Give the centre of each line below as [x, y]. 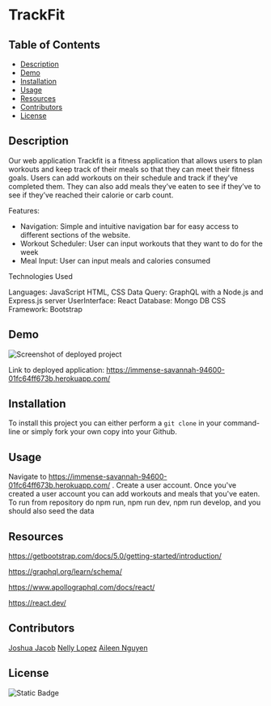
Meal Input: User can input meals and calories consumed [115, 260]
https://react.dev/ [37, 603]
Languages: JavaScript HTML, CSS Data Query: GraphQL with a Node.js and [136, 292]
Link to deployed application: [57, 370]
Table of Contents [55, 45]
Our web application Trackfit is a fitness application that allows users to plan [135, 160]
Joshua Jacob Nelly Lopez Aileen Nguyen [78, 648]
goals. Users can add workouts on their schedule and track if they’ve [123, 178]
